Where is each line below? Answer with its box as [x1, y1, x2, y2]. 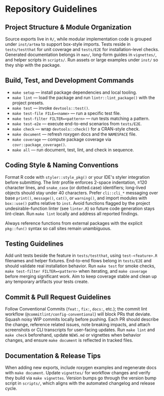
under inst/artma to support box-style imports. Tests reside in [5, 41, 131, 47]
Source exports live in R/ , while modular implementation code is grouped [5, 36, 152, 42]
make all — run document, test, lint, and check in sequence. [12, 146, 134, 153]
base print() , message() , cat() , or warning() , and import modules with [5, 195, 147, 201]
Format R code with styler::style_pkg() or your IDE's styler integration [5, 174, 150, 180]
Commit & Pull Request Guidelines [5, 293, 111, 301]
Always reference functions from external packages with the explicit [5, 220, 143, 226]
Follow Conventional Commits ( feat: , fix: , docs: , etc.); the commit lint [5, 306, 147, 312]
